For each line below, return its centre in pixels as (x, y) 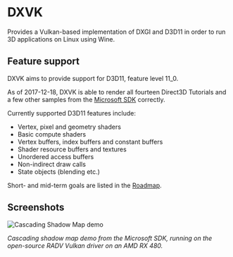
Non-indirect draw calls (52, 164)
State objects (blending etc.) (59, 171)
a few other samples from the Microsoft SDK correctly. (86, 99)
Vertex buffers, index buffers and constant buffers (90, 142)
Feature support (43, 62)
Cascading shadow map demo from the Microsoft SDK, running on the (110, 238)
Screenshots (36, 207)
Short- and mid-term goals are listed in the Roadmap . (84, 185)
